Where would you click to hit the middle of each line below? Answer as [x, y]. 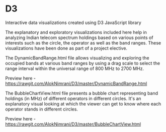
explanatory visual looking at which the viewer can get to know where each [83, 103]
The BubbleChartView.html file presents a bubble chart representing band [82, 93]
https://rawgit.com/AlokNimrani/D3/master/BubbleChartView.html [73, 124]
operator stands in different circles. [41, 109]
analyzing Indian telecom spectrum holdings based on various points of [79, 37]
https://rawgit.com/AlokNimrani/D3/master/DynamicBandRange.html [76, 83]
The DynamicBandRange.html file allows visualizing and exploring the [77, 57]
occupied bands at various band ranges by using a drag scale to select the [82, 63]
